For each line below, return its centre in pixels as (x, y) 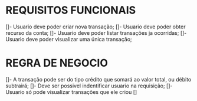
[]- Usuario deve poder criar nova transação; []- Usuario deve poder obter (96, 27)
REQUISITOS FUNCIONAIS (71, 10)
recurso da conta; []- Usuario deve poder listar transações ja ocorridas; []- (96, 32)
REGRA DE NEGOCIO (57, 63)
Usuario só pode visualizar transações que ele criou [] (71, 92)
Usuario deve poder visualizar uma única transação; (69, 39)
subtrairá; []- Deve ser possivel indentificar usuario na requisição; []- (89, 86)
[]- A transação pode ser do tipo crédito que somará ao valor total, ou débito (98, 79)
